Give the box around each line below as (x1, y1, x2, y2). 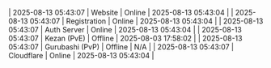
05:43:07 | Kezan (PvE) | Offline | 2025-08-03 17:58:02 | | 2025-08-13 (8, 33, 243, 43)
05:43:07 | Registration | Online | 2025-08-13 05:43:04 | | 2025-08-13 (29, 16, 264, 26)
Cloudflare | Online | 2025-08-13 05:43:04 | (8, 51, 155, 60)
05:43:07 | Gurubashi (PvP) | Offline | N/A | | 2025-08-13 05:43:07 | (8, 42, 235, 52)
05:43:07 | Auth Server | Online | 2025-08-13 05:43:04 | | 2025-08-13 (8, 25, 243, 34)
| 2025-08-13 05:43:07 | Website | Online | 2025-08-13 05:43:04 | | (8, 8, 234, 17)
